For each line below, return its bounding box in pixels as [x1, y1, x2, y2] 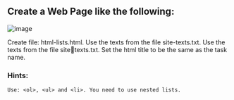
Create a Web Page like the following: [7, 6, 175, 18]
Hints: [7, 70, 29, 80]
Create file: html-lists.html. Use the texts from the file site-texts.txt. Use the [7, 38, 226, 46]
